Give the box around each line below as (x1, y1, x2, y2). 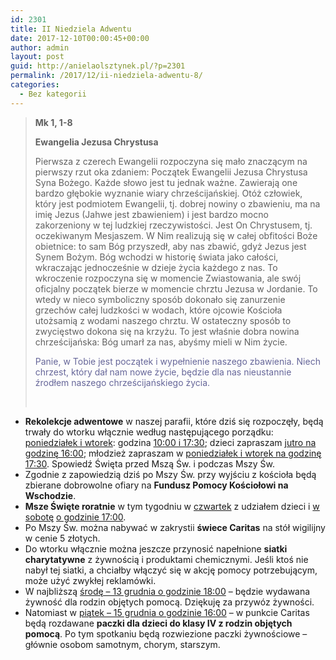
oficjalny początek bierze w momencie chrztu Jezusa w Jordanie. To (34, 282, 318, 295)
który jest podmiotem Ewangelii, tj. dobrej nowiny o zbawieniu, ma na (34, 197, 321, 210)
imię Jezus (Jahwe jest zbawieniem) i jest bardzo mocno (34, 208, 269, 220)
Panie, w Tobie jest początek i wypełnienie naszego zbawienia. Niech (34, 355, 321, 367)
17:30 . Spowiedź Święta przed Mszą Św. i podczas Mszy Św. (24, 457, 276, 470)
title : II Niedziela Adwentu (10, 24, 132, 34)
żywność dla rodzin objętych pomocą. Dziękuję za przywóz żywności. (24, 596, 315, 608)
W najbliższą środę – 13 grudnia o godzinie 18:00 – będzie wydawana (24, 585, 311, 597)
